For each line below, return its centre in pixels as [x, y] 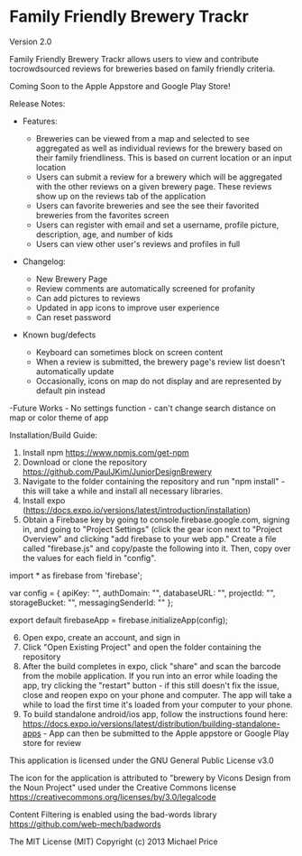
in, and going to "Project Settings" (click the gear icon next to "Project [152, 529]
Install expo [44, 500]
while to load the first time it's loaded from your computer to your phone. [157, 704]
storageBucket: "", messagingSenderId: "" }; [92, 603]
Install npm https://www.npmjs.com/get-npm [105, 452]
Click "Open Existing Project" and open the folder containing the [142, 647]
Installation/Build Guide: [53, 435]
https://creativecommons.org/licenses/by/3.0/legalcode [113, 796]
